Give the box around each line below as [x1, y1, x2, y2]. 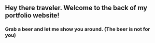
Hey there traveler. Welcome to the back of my [5, 4, 147, 12]
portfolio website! [5, 12, 59, 20]
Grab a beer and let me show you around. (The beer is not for [5, 26, 151, 33]
